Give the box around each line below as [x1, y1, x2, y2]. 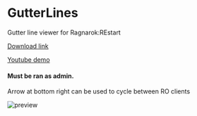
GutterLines [7, 5, 79, 21]
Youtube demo [7, 55, 51, 64]
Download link [7, 41, 49, 50]
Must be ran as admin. [7, 72, 74, 80]
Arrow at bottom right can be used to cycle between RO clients [7, 87, 191, 96]
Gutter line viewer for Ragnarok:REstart [7, 28, 121, 37]
